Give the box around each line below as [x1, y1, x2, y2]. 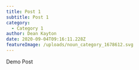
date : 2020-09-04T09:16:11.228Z [6, 36, 86, 42]
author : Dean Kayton [6, 31, 57, 37]
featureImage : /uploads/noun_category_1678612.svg [6, 42, 134, 48]
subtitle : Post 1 [6, 14, 49, 20]
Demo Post [6, 58, 34, 65]
